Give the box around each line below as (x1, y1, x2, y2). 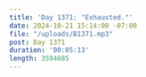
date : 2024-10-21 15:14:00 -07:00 (9, 21, 138, 30)
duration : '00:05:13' (9, 46, 90, 55)
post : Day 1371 (9, 37, 66, 47)
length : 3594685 (9, 54, 69, 63)
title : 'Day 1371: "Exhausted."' (9, 12, 134, 22)
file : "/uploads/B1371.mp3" (9, 29, 114, 38)
